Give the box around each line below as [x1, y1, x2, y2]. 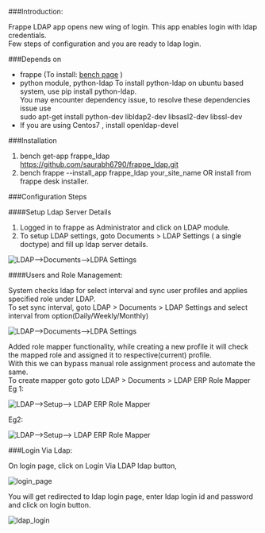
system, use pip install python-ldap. [19, 87, 137, 96]
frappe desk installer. [19, 176, 90, 186]
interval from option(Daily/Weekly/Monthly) [8, 311, 149, 320]
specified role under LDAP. [8, 294, 96, 303]
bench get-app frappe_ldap [19, 151, 110, 160]
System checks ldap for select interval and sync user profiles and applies [8, 286, 248, 295]
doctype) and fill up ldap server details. [19, 240, 148, 249]
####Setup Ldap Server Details [8, 207, 112, 217]
